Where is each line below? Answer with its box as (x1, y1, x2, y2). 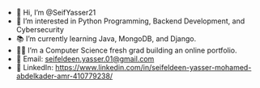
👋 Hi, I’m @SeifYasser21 (15, 8, 96, 17)
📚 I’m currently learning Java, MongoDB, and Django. (15, 34, 197, 44)
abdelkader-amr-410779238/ (15, 71, 113, 81)
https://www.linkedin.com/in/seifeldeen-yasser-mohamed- (55, 63, 252, 72)
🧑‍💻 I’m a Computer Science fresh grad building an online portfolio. (15, 45, 237, 55)
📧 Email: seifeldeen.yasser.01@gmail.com (15, 54, 155, 64)
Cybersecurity (15, 25, 65, 34)
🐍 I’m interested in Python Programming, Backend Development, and (15, 16, 245, 26)
